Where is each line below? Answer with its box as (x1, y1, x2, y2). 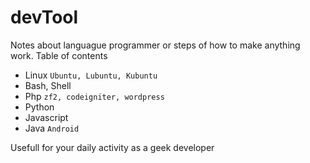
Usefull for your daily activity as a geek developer (10, 141, 215, 153)
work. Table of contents (10, 49, 108, 61)
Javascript (24, 111, 69, 123)
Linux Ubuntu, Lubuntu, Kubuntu (24, 69, 158, 81)
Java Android (24, 122, 80, 134)
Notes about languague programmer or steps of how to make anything (10, 39, 301, 51)
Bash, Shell (24, 79, 72, 91)
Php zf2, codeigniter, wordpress (24, 90, 165, 102)
